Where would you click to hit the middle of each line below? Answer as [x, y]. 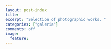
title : [12, 15]
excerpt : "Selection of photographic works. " [56, 19]
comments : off [20, 29]
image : [12, 34]
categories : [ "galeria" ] [32, 24]
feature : [19, 39]
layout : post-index [26, 10]
